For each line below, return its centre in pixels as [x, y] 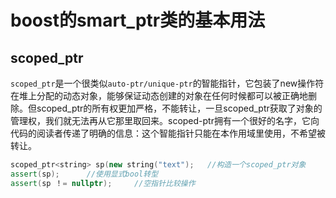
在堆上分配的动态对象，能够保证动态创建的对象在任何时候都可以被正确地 [159, 95]
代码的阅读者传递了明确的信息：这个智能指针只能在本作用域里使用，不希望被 [168, 133]
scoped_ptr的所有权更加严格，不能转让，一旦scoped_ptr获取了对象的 [179, 108]
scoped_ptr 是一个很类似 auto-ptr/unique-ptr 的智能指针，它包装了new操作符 [167, 83]
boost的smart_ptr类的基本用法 [138, 20]
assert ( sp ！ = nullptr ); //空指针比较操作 [103, 183]
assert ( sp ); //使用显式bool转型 [84, 174]
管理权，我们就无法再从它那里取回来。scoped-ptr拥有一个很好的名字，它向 [165, 120]
